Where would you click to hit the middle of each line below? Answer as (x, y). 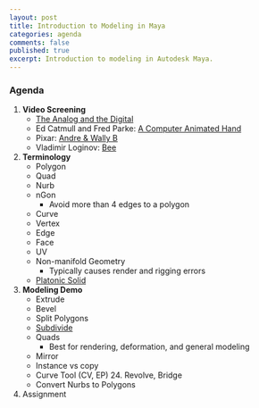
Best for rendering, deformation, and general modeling (149, 347)
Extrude (50, 299)
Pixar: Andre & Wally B (77, 138)
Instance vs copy (67, 366)
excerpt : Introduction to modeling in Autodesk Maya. (112, 59)
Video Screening (54, 110)
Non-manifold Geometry (80, 262)
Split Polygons (62, 319)
